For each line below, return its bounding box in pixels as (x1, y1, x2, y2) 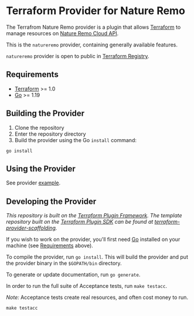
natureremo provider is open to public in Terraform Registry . (6, 52, 149, 59)
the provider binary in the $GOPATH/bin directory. (6, 260, 122, 267)
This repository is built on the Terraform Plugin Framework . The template (6, 212, 183, 219)
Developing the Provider (6, 196, 97, 206)
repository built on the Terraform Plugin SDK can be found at (6, 218, 154, 226)
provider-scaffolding (6, 224, 56, 231)
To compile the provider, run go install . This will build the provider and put (6, 254, 189, 261)
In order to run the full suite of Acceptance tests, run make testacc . (6, 283, 167, 290)
